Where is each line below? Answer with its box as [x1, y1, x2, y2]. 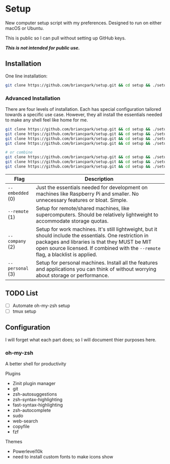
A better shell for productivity [5, 360, 67, 367]
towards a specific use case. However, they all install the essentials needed [5, 111, 162, 117]
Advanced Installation [5, 95, 61, 102]
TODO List [5, 289, 38, 298]
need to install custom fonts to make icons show [12, 453, 113, 459]
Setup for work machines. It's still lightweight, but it [35, 226, 158, 233]
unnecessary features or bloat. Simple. [35, 196, 128, 203]
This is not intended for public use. [5, 45, 80, 51]
